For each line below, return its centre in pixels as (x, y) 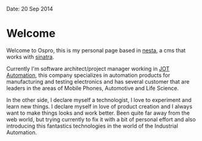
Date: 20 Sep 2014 (30, 9)
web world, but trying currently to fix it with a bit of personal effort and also (101, 119)
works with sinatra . (30, 57)
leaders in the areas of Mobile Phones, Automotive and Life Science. (93, 88)
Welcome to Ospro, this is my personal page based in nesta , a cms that (96, 50)
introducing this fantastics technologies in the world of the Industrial (92, 126)
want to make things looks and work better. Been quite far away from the (98, 113)
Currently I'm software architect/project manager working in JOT (88, 68)
